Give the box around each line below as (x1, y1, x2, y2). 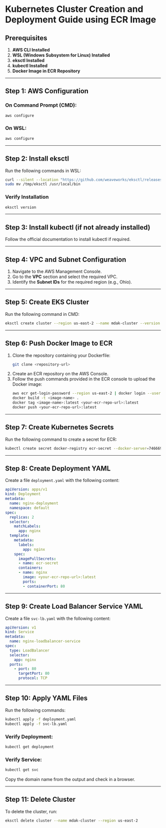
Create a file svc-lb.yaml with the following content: (5, 615, 111, 621)
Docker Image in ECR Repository (12, 68, 81, 74)
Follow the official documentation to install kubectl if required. (5, 237, 131, 242)
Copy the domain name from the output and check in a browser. (5, 776, 135, 782)
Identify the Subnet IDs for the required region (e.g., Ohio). (12, 279, 132, 285)
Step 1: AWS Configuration (5, 87, 89, 95)
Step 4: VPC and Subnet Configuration (5, 255, 126, 264)
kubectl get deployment (5, 744, 54, 749)
